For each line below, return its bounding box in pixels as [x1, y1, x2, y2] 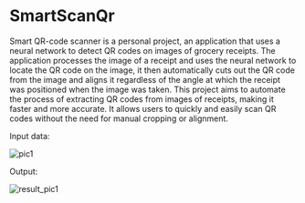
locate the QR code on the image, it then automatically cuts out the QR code [9, 65, 295, 76]
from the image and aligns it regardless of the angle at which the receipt [9, 74, 281, 85]
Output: [9, 166, 38, 177]
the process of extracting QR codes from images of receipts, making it [9, 93, 274, 105]
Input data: [9, 130, 50, 141]
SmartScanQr [9, 5, 116, 26]
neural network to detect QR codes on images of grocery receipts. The [9, 45, 276, 56]
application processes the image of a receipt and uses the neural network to [9, 55, 297, 66]
